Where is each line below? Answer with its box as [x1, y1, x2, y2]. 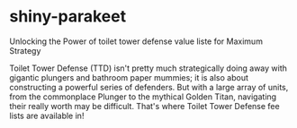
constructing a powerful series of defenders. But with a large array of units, [9, 81, 289, 92]
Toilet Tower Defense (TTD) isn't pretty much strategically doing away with [9, 63, 288, 73]
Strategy [9, 45, 41, 55]
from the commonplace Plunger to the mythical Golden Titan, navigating [9, 91, 277, 102]
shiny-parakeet [9, 6, 127, 27]
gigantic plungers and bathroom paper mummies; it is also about [9, 72, 249, 82]
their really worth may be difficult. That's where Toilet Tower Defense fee [9, 100, 281, 111]
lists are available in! [9, 110, 85, 121]
